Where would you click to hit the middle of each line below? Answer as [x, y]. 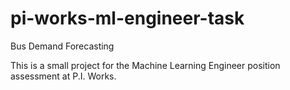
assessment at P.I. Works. [63, 76]
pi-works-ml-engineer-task [127, 18]
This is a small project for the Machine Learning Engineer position [145, 65]
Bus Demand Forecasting [62, 46]
